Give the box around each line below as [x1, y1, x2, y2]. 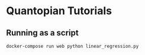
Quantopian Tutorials [6, 4, 112, 18]
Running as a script [6, 28, 79, 38]
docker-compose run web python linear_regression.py [6, 43, 139, 49]
